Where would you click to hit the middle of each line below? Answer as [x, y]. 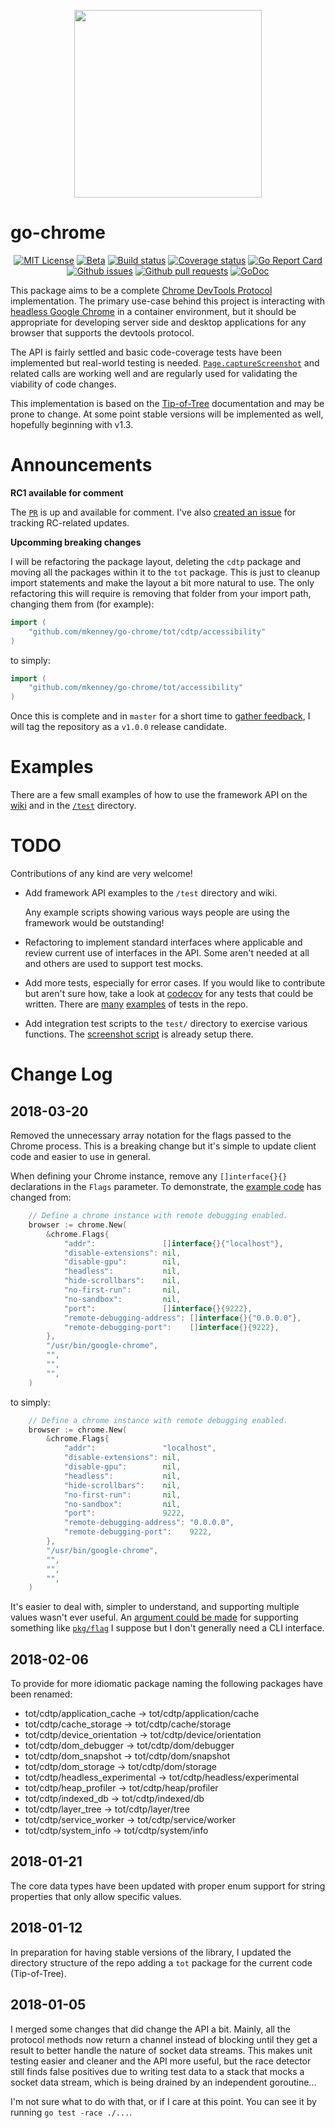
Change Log [61, 1074]
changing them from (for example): [82, 604]
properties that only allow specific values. [96, 1896]
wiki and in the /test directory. [73, 806]
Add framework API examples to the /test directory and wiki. [151, 893]
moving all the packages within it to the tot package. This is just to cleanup [165, 572]
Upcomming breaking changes [76, 542]
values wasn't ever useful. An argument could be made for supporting [154, 1617]
